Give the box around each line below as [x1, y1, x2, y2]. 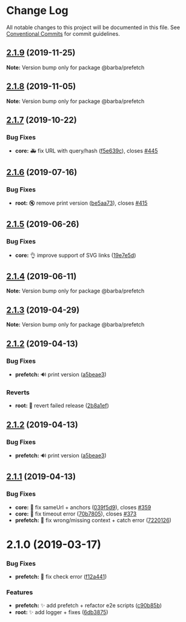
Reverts [6, 388, 30, 397]
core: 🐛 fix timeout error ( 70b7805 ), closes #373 [15, 510, 137, 517]
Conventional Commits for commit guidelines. [6, 30, 120, 37]
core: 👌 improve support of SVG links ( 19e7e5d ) [15, 251, 136, 259]
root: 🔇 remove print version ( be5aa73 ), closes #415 [15, 199, 148, 207]
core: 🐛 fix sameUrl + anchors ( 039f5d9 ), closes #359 [15, 503, 151, 511]
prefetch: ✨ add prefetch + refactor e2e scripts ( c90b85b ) [15, 602, 162, 609]
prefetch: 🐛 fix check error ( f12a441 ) [15, 573, 107, 580]
